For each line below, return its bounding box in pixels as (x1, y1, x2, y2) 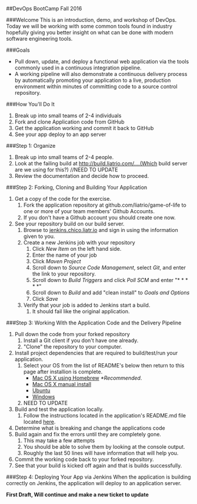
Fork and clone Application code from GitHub (14, 118, 125, 125)
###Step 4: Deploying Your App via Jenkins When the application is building (6, 473, 191, 480)
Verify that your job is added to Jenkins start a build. (23, 301, 151, 309)
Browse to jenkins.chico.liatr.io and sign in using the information (23, 227, 178, 233)
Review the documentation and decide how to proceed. (14, 173, 149, 179)
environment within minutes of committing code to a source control (14, 83, 178, 90)
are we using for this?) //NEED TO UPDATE (14, 166, 118, 173)
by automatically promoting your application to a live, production (14, 77, 171, 84)
